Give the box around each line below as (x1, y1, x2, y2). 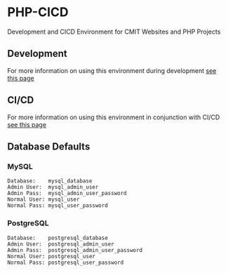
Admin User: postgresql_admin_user (7, 240, 114, 248)
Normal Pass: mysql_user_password (7, 202, 109, 209)
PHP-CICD (7, 4, 69, 20)
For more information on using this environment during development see (7, 66, 217, 74)
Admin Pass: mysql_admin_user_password (7, 190, 128, 197)
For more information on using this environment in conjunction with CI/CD (7, 113, 220, 121)
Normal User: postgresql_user (7, 253, 96, 260)
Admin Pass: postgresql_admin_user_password (7, 246, 142, 253)
